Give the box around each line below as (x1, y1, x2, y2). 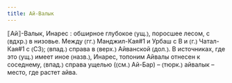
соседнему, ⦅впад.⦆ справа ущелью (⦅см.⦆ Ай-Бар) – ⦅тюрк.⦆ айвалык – (7, 60, 215, 68)
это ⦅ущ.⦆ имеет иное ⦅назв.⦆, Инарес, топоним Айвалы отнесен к (7, 53, 201, 61)
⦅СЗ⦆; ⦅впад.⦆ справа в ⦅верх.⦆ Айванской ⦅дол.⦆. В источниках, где (31, 44, 226, 53)
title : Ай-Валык (7, 10, 54, 17)
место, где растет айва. (7, 68, 78, 76)
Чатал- (199, 37, 220, 45)
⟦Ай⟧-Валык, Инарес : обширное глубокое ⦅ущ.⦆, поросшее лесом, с (7, 29, 210, 37)
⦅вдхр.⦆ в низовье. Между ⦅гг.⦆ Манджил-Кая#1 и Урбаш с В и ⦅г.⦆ (7, 37, 198, 45)
